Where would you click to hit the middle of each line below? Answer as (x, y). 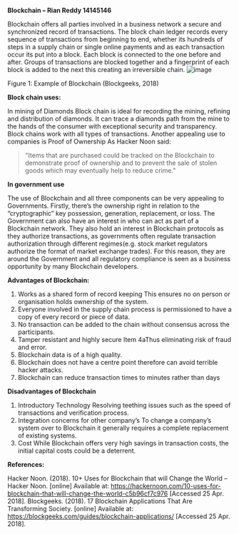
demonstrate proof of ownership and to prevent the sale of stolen (121, 163)
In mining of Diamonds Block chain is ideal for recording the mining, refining (119, 111)
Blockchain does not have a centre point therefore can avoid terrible (118, 362)
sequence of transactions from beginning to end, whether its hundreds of (115, 39)
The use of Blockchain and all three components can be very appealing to (116, 198)
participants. (36, 332)
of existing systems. (47, 435)
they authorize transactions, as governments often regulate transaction (112, 236)
